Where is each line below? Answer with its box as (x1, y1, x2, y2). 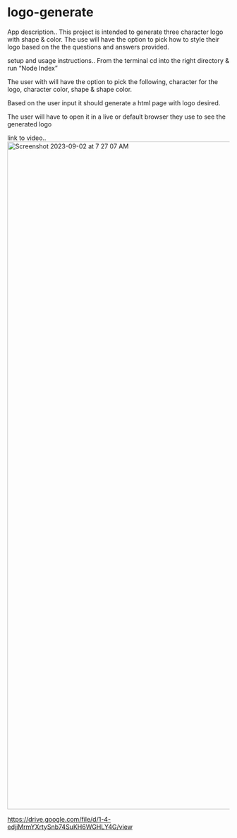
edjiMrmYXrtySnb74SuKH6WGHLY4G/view (7, 822, 133, 831)
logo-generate (7, 4, 94, 20)
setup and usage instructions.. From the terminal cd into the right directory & (7, 56, 230, 64)
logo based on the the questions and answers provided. (7, 42, 169, 51)
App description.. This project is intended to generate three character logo (7, 28, 224, 36)
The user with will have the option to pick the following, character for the (7, 77, 219, 85)
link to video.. (7, 134, 47, 142)
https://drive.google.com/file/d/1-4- (7, 815, 111, 823)
